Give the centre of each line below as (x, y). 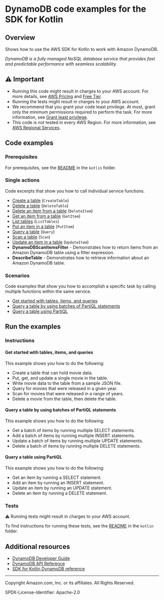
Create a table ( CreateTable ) (41, 200)
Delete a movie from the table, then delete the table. (64, 399)
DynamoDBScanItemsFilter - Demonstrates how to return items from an (85, 247)
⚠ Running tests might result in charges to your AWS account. (68, 516)
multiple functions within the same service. (48, 291)
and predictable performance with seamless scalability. (61, 64)
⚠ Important (25, 79)
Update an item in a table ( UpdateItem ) (50, 242)
